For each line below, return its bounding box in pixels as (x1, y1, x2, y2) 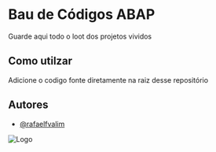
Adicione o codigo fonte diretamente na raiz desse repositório (8, 75, 209, 84)
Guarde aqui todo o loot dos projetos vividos (8, 32, 152, 41)
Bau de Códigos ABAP (8, 6, 156, 24)
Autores (8, 98, 49, 112)
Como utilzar (8, 54, 73, 68)
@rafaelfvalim (19, 119, 65, 128)
